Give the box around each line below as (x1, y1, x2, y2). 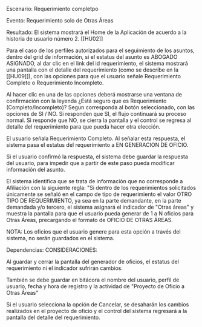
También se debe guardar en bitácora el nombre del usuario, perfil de (6, 276, 180, 283)
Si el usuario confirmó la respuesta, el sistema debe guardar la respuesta (6, 153, 189, 160)
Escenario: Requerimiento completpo (6, 5, 99, 12)
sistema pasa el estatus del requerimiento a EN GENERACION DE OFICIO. (6, 141, 189, 148)
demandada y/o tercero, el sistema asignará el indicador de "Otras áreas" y (6, 203, 194, 211)
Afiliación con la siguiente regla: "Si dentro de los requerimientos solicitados (6, 184, 197, 191)
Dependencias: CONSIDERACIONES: (6, 246, 98, 254)
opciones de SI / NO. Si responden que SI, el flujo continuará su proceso (6, 110, 186, 117)
